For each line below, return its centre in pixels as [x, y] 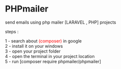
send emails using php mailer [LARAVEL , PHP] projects [61, 22]
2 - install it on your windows [34, 46]
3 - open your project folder [33, 51]
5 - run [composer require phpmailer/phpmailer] [53, 61]
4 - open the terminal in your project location [50, 56]
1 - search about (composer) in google [43, 41]
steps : [12, 31]
